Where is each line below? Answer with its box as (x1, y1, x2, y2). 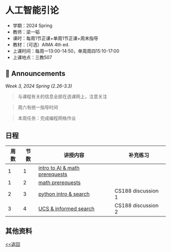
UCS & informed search (38, 205, 95, 212)
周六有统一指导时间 (17, 104, 59, 110)
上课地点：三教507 (12, 54, 52, 60)
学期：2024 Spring (12, 22, 52, 29)
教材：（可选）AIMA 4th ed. (12, 41, 70, 47)
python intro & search (38, 190, 90, 198)
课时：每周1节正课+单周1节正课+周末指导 (12, 35, 98, 41)
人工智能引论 (5, 5, 60, 16)
